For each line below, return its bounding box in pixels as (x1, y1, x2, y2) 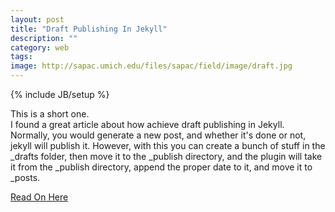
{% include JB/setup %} (10, 89, 110, 100)
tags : (10, 52, 33, 62)
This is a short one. (10, 108, 90, 120)
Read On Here (10, 191, 69, 203)
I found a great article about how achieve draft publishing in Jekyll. (10, 119, 285, 130)
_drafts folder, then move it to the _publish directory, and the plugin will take (10, 151, 323, 162)
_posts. (10, 172, 41, 183)
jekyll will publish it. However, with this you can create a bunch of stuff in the (10, 140, 326, 151)
